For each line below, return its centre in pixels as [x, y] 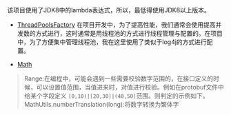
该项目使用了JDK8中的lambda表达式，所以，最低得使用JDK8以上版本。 [109, 10]
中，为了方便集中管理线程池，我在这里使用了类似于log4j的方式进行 [112, 42]
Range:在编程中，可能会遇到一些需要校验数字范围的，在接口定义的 [119, 79]
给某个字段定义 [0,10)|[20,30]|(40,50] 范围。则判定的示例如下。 [116, 96]
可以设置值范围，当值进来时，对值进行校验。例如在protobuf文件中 [130, 87]
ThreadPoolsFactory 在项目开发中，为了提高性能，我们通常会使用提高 [116, 25]
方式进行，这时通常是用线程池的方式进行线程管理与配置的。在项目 [129, 33]
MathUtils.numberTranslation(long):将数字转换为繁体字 [101, 104]
